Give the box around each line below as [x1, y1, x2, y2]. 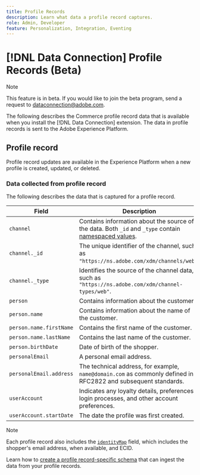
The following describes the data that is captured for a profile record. [6, 193, 176, 200]
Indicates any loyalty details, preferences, [79, 387, 195, 395]
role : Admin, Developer [6, 20, 65, 26]
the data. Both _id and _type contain [79, 224, 180, 233]
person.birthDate [9, 343, 58, 351]
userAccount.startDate [9, 412, 73, 419]
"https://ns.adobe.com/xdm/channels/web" [79, 258, 198, 265]
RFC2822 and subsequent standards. [79, 377, 185, 386]
